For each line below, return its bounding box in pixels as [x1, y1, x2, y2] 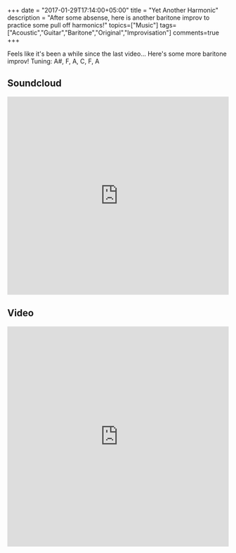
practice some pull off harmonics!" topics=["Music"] [7, 21, 159, 29]
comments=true [173, 28, 220, 37]
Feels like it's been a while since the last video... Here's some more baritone [7, 49, 227, 58]
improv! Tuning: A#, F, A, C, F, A [7, 57, 100, 66]
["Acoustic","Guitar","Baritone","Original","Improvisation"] [7, 28, 172, 37]
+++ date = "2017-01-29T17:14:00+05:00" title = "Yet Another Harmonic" [7, 6, 219, 14]
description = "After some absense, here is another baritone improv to [7, 13, 210, 22]
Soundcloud [7, 77, 62, 89]
